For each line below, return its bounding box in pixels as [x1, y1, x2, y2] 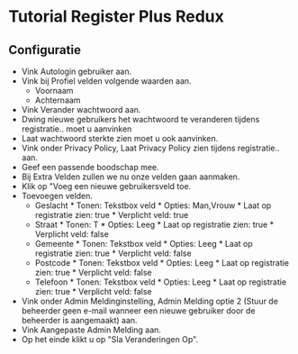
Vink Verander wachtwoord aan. [21, 104, 141, 114]
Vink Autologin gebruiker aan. [21, 66, 132, 77]
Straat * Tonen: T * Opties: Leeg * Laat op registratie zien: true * [34, 219, 275, 230]
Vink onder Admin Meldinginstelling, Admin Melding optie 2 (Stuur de [21, 295, 278, 306]
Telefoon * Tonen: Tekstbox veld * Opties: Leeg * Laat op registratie [34, 277, 287, 287]
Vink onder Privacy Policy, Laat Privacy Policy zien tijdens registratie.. [21, 142, 280, 153]
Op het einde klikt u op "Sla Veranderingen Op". [21, 334, 199, 344]
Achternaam [34, 95, 81, 105]
